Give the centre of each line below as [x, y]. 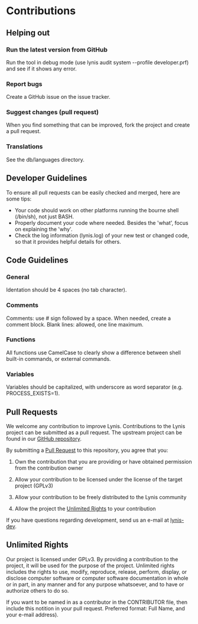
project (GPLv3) [34, 486]
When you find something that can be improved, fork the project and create [98, 125]
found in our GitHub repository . [44, 438]
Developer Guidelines [47, 178]
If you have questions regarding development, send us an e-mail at [88, 520]
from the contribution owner [49, 468]
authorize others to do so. [38, 590]
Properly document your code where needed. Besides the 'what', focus [101, 222]
